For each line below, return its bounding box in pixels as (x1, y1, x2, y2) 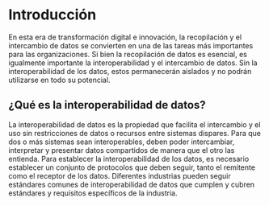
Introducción (8, 6, 97, 24)
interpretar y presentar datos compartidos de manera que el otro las (8, 145, 235, 154)
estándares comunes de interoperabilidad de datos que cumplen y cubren (8, 179, 255, 189)
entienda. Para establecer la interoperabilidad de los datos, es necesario (8, 154, 250, 163)
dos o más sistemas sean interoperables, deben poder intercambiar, (8, 137, 235, 146)
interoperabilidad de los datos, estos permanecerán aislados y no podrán (8, 66, 252, 76)
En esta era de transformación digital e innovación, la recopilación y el (8, 32, 242, 42)
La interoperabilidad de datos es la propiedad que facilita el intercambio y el (8, 119, 261, 130)
